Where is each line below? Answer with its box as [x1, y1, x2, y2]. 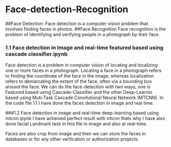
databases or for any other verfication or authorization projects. [5, 136, 139, 142]
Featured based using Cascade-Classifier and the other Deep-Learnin [5, 89, 153, 95]
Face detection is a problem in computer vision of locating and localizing [5, 62, 158, 68]
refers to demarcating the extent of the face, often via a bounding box [5, 78, 152, 85]
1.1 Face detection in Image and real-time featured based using [5, 44, 164, 51]
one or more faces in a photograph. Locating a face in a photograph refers [5, 67, 162, 73]
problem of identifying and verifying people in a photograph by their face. [5, 31, 160, 37]
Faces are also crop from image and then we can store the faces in [5, 131, 146, 137]
